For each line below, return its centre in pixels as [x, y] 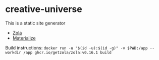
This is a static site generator [35, 23]
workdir [13, 52]
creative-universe [44, 9]
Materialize [24, 38]
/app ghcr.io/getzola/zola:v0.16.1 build [68, 52]
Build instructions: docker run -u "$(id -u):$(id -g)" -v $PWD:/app [76, 47]
